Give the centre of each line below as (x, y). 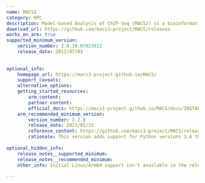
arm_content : (45, 97)
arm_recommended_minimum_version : (61, 114)
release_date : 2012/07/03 (50, 52)
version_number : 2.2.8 (57, 120)
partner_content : (50, 102)
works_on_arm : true (31, 35)
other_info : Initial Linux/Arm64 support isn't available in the (102, 165)
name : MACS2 (21, 12)
